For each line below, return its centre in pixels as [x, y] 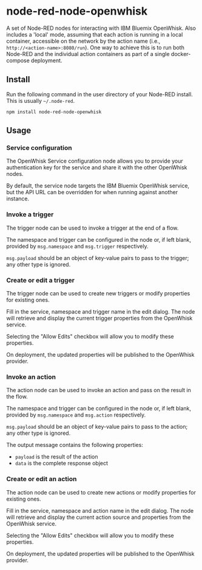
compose [18, 60]
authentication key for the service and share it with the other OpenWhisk [97, 167]
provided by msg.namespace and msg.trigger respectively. [77, 246]
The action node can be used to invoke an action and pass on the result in [99, 390]
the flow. [17, 396]
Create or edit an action [42, 479]
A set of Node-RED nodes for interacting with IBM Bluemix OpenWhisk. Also [101, 28]
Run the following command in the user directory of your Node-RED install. [99, 94]
